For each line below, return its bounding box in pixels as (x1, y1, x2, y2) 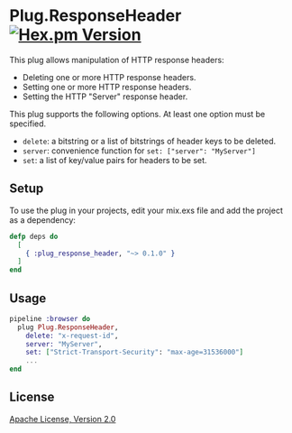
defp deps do (9, 232, 59, 241)
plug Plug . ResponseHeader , (17, 322, 119, 332)
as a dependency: (9, 214, 77, 226)
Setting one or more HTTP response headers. (22, 81, 192, 92)
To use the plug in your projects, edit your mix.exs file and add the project (9, 205, 284, 216)
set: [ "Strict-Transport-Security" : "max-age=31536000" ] (25, 348, 244, 357)
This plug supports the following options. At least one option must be (9, 108, 266, 119)
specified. (9, 118, 47, 129)
